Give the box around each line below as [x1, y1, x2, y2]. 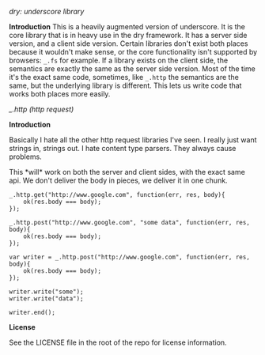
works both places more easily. [9, 89, 111, 98]
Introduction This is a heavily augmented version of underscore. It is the [9, 22, 246, 31]
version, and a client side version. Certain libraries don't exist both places [9, 39, 248, 48]
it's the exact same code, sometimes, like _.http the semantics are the [9, 73, 240, 81]
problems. [9, 152, 42, 161]
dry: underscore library [9, 7, 85, 16]
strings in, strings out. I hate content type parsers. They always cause [9, 144, 237, 153]
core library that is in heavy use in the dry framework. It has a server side [9, 31, 248, 40]
